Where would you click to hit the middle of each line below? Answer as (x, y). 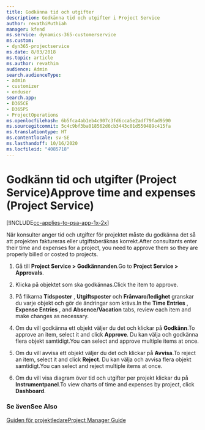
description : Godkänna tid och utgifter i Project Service (83, 18)
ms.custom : (20, 41)
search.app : (21, 98)
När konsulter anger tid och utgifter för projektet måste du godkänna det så (101, 235)
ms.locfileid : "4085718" (38, 149)
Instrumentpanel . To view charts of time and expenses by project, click (105, 384)
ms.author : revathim (33, 63)
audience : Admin (27, 69)
